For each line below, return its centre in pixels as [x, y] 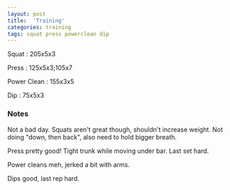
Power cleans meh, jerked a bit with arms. [69, 164]
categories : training [39, 27]
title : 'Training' [36, 21]
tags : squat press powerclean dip [59, 34]
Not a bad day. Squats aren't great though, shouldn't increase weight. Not [115, 130]
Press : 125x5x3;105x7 [40, 68]
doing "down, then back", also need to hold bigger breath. [92, 137]
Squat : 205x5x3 [32, 54]
